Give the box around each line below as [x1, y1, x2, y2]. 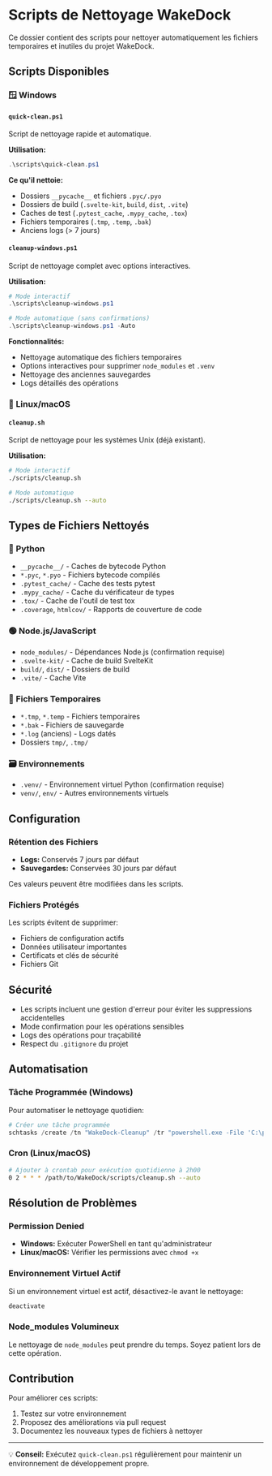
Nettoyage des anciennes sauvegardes [19, 369, 151, 379]
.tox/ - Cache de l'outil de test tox [19, 596, 135, 606]
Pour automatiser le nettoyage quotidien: [8, 1105, 144, 1115]
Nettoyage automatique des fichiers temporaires [19, 352, 182, 362]
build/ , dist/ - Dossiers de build [19, 664, 130, 674]
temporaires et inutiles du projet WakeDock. [8, 41, 155, 50]
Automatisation [8, 1062, 89, 1077]
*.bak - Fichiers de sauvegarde [19, 720, 125, 730]
